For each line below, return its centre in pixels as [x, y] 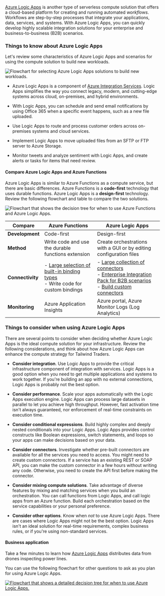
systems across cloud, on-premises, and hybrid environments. [75, 97]
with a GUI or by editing [124, 248]
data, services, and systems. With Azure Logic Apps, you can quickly [75, 23]
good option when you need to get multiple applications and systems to [84, 374]
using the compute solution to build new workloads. [57, 62]
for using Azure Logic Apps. [33, 573]
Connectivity [23, 277]
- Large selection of [67, 265]
